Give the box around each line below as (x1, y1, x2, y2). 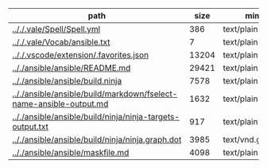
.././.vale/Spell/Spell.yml (12, 24, 101, 34)
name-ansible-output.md (12, 99, 109, 109)
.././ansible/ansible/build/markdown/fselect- (12, 88, 178, 99)
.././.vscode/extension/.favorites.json (12, 49, 149, 61)
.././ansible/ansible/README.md (12, 63, 131, 73)
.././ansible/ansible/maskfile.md (12, 147, 130, 158)
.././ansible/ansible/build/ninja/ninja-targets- (12, 111, 180, 122)
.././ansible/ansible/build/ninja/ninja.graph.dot (12, 135, 182, 145)
